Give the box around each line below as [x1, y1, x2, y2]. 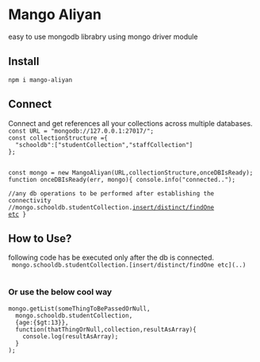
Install [8, 55, 40, 68]
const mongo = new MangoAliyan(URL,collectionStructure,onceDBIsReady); [8, 168, 254, 176]
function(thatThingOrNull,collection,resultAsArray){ [15, 325, 197, 333]
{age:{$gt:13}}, [15, 318, 69, 326]
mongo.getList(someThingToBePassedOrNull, [8, 304, 151, 313]
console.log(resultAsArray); [22, 332, 119, 341]
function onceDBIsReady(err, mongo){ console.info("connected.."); [8, 175, 236, 183]
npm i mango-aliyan [8, 75, 73, 84]
